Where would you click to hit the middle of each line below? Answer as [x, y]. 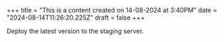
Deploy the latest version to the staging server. [75, 31]
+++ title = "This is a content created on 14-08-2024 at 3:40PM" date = [112, 10]
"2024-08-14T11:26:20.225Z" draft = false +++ [76, 17]
